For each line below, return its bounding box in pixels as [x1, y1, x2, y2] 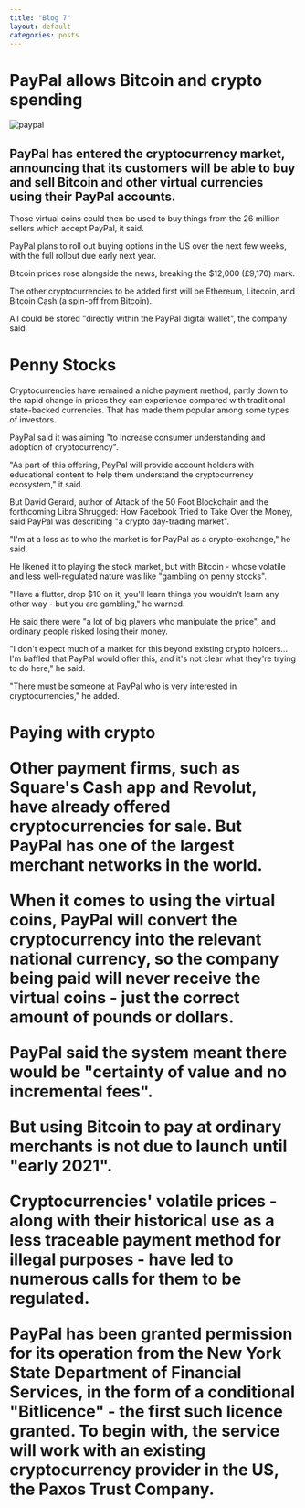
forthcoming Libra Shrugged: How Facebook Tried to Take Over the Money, [9, 507, 293, 518]
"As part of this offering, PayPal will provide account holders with [9, 459, 254, 471]
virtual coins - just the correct [9, 988, 240, 1009]
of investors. [9, 414, 57, 425]
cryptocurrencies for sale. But [9, 816, 242, 837]
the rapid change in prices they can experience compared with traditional [9, 395, 286, 406]
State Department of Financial [9, 1363, 242, 1384]
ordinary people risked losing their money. [9, 626, 169, 636]
